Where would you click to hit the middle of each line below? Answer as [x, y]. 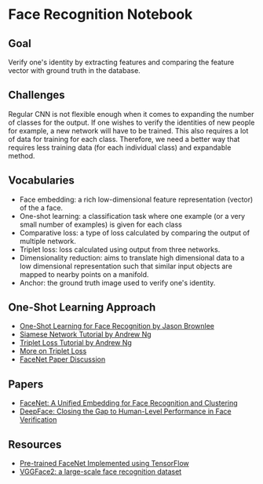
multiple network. [47, 241]
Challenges [37, 95]
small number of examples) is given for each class [100, 224]
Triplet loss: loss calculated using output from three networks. [120, 249]
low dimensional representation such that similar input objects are [126, 266]
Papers [26, 384]
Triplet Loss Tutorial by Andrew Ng [75, 343]
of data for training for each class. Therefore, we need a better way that [124, 139]
